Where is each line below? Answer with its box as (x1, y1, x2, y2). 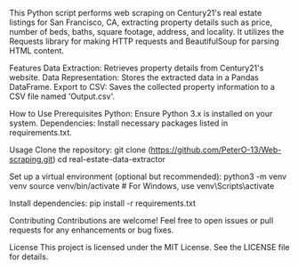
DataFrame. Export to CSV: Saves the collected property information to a (9, 82, 276, 92)
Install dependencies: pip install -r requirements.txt (9, 198, 196, 208)
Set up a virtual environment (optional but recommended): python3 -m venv (9, 171, 287, 182)
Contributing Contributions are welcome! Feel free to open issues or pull (9, 216, 274, 225)
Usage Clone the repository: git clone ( (9, 144, 151, 155)
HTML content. (9, 45, 65, 56)
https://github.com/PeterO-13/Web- (150, 144, 282, 155)
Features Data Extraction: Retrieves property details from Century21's (9, 62, 264, 73)
